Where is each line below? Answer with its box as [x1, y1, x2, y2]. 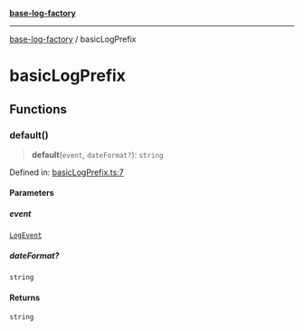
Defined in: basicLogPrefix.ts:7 [9, 167, 124, 178]
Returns [9, 292, 41, 303]
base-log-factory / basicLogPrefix [9, 34, 137, 44]
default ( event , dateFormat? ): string [31, 149, 164, 160]
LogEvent [9, 231, 43, 240]
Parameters [9, 188, 54, 199]
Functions [9, 102, 68, 117]
